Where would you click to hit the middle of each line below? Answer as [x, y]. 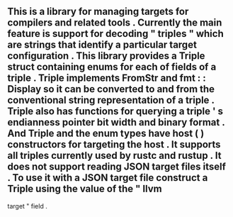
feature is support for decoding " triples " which [116, 34]
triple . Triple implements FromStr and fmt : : [107, 78]
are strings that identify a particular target [102, 45]
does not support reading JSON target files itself [117, 167]
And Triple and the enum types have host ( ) [106, 134]
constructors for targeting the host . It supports [114, 145]
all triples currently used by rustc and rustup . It [114, 156]
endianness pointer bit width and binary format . [116, 122]
